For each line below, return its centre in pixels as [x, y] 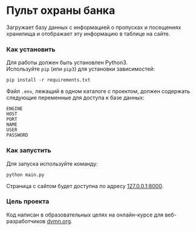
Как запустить [29, 151]
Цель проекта [28, 201]
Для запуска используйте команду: [52, 163]
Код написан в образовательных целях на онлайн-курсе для [85, 215]
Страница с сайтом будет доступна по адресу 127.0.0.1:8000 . [85, 186]
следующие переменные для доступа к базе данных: [75, 98]
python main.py [25, 175]
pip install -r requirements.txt [48, 80]
